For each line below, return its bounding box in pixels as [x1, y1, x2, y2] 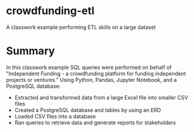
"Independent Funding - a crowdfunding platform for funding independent [6, 70, 186, 77]
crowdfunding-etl [6, 4, 95, 18]
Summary [6, 44, 55, 58]
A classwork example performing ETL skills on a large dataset [6, 24, 156, 31]
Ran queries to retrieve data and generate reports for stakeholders [14, 119, 176, 126]
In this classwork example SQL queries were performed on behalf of [6, 64, 172, 71]
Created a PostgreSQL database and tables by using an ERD [14, 106, 161, 113]
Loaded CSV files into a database [14, 113, 96, 120]
